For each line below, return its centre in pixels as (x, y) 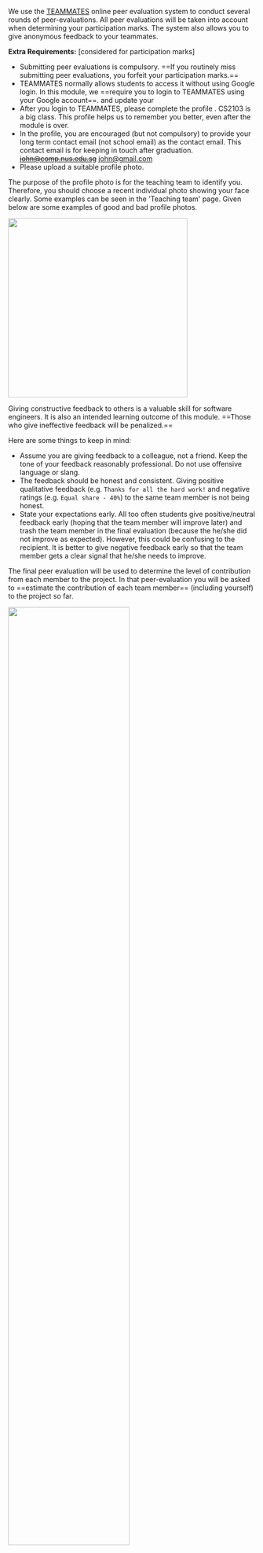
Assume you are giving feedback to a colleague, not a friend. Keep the (133, 456)
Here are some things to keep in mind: (70, 441)
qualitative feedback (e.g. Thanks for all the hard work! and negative (134, 489)
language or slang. (49, 472)
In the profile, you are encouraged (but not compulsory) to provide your (135, 134)
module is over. (44, 125)
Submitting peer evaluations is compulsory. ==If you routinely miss (128, 67)
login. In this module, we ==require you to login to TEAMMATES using (132, 92)
